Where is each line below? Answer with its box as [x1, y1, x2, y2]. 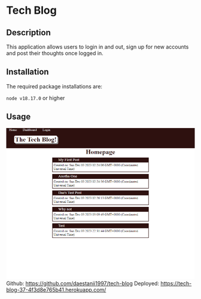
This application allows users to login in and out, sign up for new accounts [6, 43, 189, 50]
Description [6, 28, 51, 38]
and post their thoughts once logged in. [6, 50, 103, 57]
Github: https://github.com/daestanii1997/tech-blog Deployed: [6, 280, 160, 287]
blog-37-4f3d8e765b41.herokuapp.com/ [6, 286, 106, 294]
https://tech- [160, 280, 192, 287]
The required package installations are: [6, 83, 103, 90]
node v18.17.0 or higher [6, 94, 65, 102]
